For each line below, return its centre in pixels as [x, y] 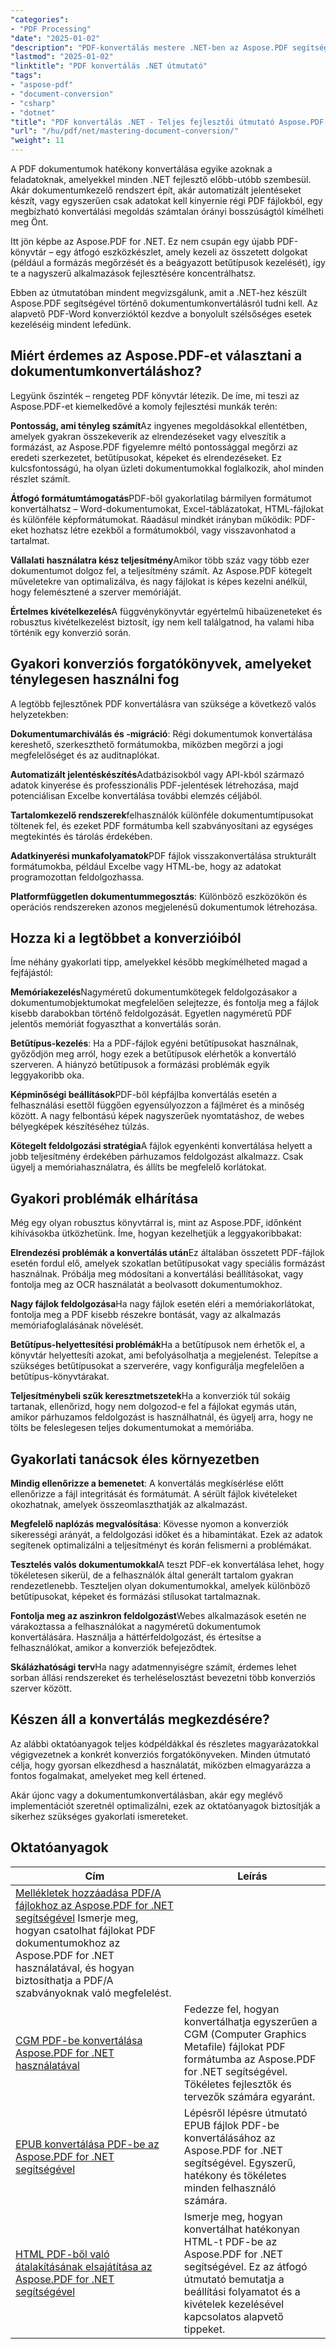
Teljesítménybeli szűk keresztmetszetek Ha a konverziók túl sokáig [150, 1396]
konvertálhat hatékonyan [241, 2229]
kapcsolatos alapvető [233, 2316]
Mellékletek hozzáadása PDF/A [88, 1893]
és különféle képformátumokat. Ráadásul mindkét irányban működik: [151, 519]
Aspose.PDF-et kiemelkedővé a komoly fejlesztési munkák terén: [144, 406]
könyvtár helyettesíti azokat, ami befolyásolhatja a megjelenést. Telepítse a [164, 1355]
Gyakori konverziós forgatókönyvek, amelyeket [161, 664]
